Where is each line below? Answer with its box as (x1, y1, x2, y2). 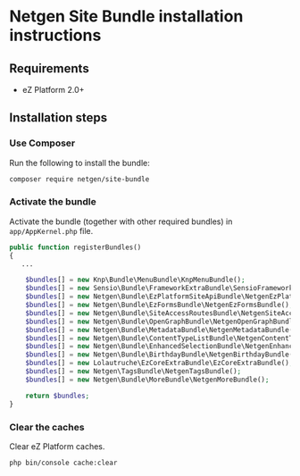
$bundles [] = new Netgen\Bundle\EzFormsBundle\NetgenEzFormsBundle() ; (25, 301, 294, 310)
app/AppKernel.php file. (9, 225, 94, 236)
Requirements (9, 61, 89, 76)
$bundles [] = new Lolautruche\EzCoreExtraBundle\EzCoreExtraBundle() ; (25, 359, 294, 368)
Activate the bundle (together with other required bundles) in (9, 216, 233, 227)
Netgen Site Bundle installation (9, 6, 244, 27)
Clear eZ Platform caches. (9, 440, 105, 452)
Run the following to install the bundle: (9, 157, 150, 168)
